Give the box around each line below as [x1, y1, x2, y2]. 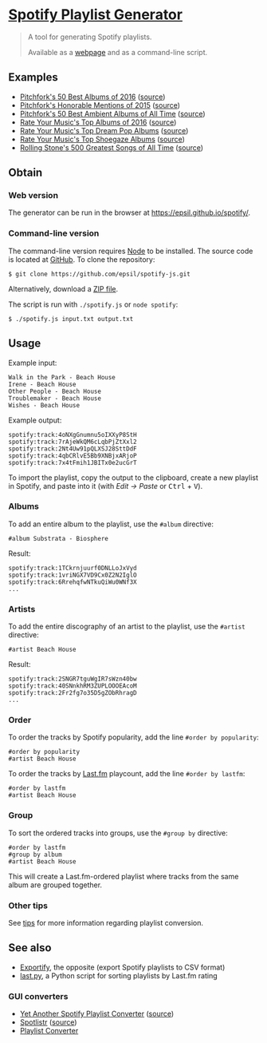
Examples [8, 70, 58, 85]
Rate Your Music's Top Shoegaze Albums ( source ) [19, 134, 186, 144]
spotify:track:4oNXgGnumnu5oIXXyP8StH [8, 430, 137, 438]
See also [8, 941, 52, 955]
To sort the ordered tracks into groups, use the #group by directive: [8, 828, 229, 838]
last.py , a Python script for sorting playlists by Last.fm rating [19, 970, 218, 980]
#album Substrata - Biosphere [8, 534, 109, 542]
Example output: [8, 415, 62, 425]
